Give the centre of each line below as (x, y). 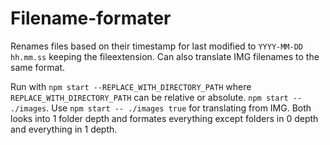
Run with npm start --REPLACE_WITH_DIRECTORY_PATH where (131, 86)
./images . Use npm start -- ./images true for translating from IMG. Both (161, 108)
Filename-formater (91, 18)
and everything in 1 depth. (64, 129)
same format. (38, 67)
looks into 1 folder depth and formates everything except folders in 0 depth (164, 118)
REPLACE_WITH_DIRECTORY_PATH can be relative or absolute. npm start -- (156, 97)
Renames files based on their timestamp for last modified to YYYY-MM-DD (156, 46)
